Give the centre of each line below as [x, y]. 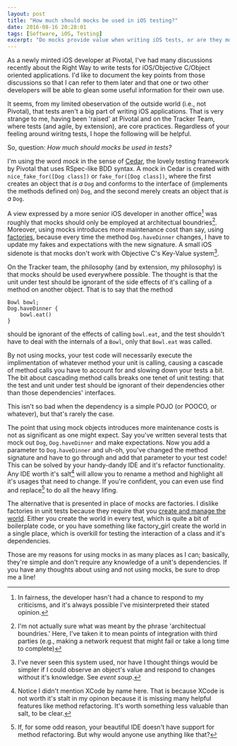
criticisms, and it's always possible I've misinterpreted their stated [113, 605]
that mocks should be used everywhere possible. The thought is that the [113, 275]
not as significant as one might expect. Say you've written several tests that [117, 435]
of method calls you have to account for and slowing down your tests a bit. [116, 371]
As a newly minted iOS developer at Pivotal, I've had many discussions [110, 60]
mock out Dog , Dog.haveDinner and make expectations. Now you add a [109, 443]
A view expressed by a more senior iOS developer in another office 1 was [112, 213]
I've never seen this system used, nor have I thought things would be [117, 662]
